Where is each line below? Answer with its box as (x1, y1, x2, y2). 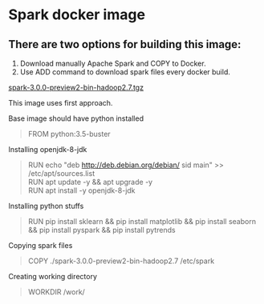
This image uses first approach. (8, 98, 113, 107)
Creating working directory (8, 272, 98, 281)
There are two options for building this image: (8, 38, 242, 51)
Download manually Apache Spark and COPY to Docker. (19, 58, 206, 68)
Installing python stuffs (8, 202, 84, 210)
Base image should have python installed (8, 114, 144, 123)
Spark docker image (8, 6, 146, 24)
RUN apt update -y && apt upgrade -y (27, 178, 153, 186)
